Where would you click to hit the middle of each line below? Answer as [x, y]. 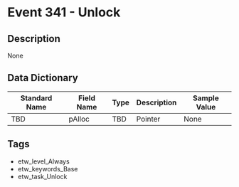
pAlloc [79, 119]
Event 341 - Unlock [64, 12]
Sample [206, 98]
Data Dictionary [43, 78]
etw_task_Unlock [42, 176]
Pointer [148, 119]
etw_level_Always [43, 161]
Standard [36, 98]
